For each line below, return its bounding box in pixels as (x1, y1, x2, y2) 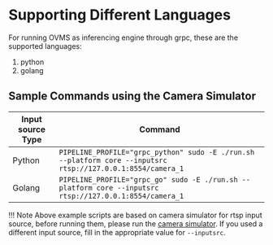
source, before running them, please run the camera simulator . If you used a (8, 218, 263, 229)
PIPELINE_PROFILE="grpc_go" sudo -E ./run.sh (58, 175, 238, 184)
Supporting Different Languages (8, 6, 232, 24)
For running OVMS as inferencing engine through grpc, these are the (8, 33, 238, 42)
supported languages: (8, 41, 83, 50)
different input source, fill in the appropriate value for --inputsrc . (8, 227, 226, 237)
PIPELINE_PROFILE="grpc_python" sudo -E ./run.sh (58, 147, 255, 156)
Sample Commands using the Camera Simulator (8, 90, 256, 103)
